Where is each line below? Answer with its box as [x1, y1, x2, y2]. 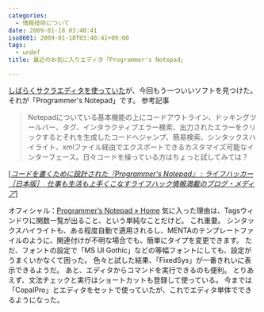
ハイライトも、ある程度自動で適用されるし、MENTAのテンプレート [21, 225, 240, 235]
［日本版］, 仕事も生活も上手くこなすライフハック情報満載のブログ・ [8, 179, 235, 188]
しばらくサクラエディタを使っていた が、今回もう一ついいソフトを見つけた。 [8, 85, 258, 95]
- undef [15, 48, 41, 56]
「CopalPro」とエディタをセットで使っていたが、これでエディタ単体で [8, 285, 239, 295]
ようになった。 [14, 295, 64, 304]
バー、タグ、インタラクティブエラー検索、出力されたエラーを [41, 122, 243, 132]
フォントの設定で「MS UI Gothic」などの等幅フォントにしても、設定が [21, 245, 252, 255]
